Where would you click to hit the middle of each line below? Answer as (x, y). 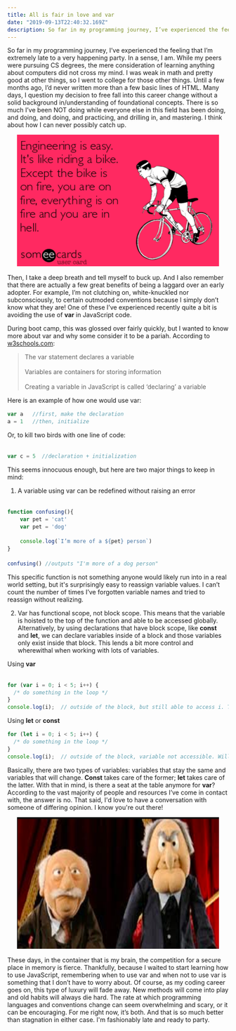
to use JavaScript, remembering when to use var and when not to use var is (117, 975)
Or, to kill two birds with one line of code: (67, 435)
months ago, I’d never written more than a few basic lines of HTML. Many (113, 88)
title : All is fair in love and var (61, 15)
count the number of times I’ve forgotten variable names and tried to (106, 592)
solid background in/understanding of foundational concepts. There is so (113, 102)
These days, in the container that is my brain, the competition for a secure (114, 960)
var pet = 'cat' (44, 519)
